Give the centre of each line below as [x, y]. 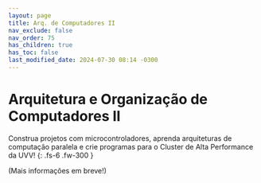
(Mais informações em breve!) [58, 170]
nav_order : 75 [32, 38]
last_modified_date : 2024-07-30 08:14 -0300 [83, 60]
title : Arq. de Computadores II [62, 23]
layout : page [30, 16]
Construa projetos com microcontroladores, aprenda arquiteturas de [120, 138]
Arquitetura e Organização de [108, 99]
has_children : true [41, 45]
